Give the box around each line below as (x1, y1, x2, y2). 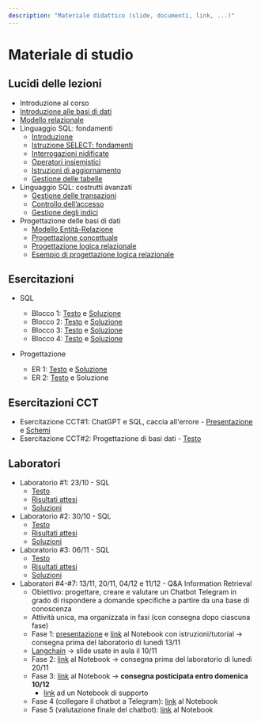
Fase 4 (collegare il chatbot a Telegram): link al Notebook (31, 697, 218, 706)
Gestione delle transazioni (31, 191, 117, 200)
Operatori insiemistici (31, 157, 101, 166)
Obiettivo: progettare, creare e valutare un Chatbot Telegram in (31, 587, 237, 597)
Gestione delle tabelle (31, 173, 103, 183)
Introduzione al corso (19, 98, 89, 108)
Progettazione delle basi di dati (19, 215, 121, 226)
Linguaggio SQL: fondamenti (19, 123, 113, 133)
